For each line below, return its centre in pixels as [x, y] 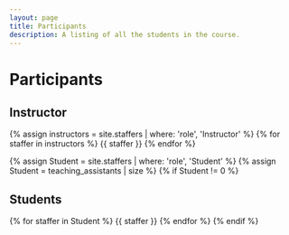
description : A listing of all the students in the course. [125, 34]
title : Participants [48, 26]
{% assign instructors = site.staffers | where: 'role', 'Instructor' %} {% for [145, 134]
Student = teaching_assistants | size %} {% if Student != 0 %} [124, 171]
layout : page [34, 18]
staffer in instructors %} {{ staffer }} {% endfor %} [103, 144]
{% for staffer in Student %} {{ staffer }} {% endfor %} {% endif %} [134, 221]
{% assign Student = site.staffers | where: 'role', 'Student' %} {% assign [143, 161]
